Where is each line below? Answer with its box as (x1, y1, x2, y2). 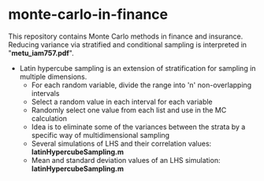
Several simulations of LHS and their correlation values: (31, 139, 212, 148)
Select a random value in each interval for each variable (31, 97, 213, 106)
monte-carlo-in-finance (8, 6, 168, 24)
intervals (31, 88, 60, 98)
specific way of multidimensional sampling (31, 130, 170, 139)
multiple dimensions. (19, 72, 87, 81)
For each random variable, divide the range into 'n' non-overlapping (31, 80, 252, 90)
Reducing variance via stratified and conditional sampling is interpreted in (8, 39, 247, 49)
